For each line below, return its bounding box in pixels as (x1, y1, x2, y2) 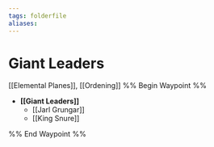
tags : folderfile (8, 11, 67, 20)
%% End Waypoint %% (8, 129, 86, 139)
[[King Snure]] (31, 114, 80, 124)
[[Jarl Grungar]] (31, 105, 85, 115)
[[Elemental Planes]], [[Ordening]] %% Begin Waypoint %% (8, 81, 208, 90)
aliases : (8, 19, 38, 27)
